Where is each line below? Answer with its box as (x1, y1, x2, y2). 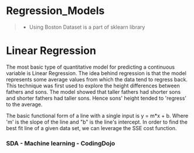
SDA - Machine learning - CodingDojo (6, 139, 115, 147)
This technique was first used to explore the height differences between (6, 82, 181, 89)
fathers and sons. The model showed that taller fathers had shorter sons (6, 88, 181, 95)
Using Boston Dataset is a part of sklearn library (29, 23, 145, 30)
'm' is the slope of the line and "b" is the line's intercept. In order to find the (6, 118, 188, 125)
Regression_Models (6, 4, 105, 18)
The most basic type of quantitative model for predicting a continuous (6, 63, 175, 70)
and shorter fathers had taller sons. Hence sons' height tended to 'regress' (6, 94, 186, 101)
